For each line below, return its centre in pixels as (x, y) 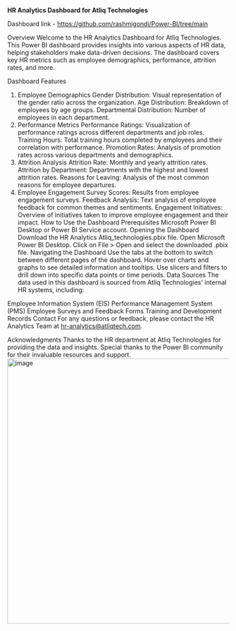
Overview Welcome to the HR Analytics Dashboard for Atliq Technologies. (114, 37)
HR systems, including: (51, 290)
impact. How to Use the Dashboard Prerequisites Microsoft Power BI (117, 222)
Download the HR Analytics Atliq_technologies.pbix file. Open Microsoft (121, 237)
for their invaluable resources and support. (69, 355)
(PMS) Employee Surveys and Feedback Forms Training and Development (114, 311)
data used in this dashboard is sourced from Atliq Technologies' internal (122, 282)
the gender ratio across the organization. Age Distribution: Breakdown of (123, 102)
